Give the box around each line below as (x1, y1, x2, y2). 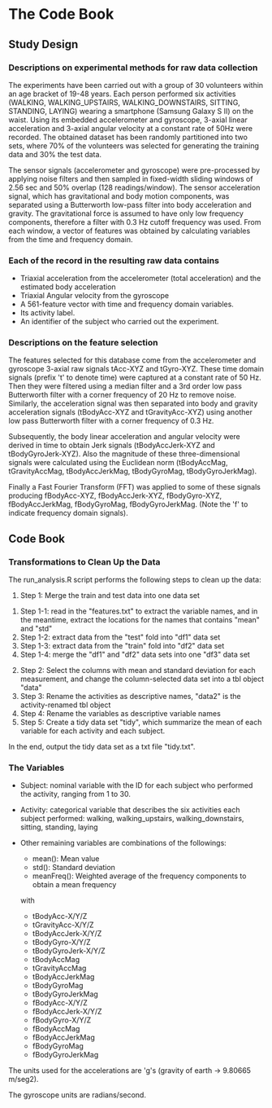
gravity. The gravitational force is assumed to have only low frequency (8, 209, 244, 218)
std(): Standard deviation (32, 863, 116, 873)
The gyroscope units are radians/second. (8, 1090, 146, 1100)
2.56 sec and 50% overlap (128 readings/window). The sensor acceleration (8, 182, 261, 192)
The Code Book (8, 5, 114, 24)
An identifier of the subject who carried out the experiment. (19, 317, 219, 327)
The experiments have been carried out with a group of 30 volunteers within (8, 80, 264, 90)
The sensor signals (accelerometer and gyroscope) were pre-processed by (8, 165, 261, 175)
